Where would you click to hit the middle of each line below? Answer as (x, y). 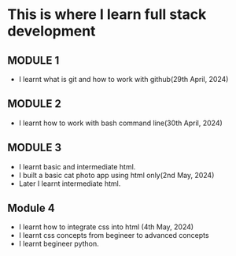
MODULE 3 (35, 148)
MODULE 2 (35, 104)
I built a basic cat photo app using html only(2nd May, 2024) (116, 175)
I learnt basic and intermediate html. (77, 166)
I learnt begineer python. (59, 244)
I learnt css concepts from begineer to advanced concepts (114, 236)
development (52, 31)
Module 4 (31, 208)
